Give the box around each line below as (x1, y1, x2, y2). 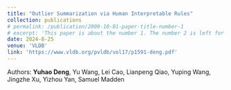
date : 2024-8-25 (7, 36, 54, 43)
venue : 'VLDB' (7, 42, 48, 49)
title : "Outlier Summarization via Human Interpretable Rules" (7, 10, 194, 17)
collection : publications (7, 17, 82, 24)
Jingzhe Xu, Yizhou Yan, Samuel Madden (7, 75, 124, 83)
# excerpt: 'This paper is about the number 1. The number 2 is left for (7, 29, 225, 37)
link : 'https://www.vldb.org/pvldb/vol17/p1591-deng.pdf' (7, 49, 178, 56)
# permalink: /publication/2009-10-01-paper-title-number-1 (7, 23, 185, 30)
